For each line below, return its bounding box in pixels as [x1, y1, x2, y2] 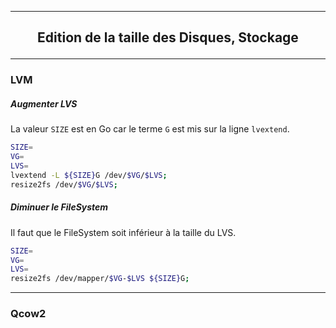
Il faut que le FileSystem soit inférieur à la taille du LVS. [10, 226, 237, 238]
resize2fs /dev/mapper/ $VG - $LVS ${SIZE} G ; [10, 274, 190, 284]
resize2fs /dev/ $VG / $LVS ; [10, 179, 118, 190]
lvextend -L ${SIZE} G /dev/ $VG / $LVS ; [10, 170, 168, 180]
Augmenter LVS [10, 97, 78, 110]
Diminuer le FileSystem [10, 201, 109, 213]
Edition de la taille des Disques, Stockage [37, 29, 299, 46]
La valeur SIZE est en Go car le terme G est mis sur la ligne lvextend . [10, 123, 290, 135]
